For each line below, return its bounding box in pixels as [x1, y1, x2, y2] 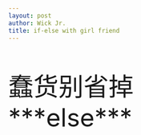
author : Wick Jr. [8, 19, 66, 27]
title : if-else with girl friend [8, 26, 120, 34]
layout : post [8, 11, 52, 20]
